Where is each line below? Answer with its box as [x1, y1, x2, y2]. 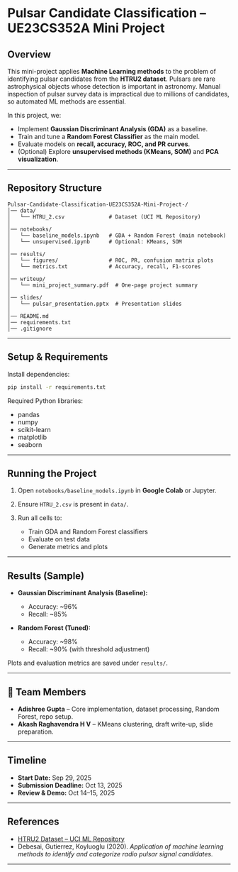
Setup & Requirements [7, 351, 108, 363]
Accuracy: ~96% [28, 602, 78, 611]
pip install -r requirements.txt [7, 383, 106, 391]
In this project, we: [7, 111, 62, 119]
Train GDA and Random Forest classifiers [28, 527, 149, 536]
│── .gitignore [7, 325, 52, 332]
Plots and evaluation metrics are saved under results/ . [7, 658, 169, 668]
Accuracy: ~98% [28, 637, 78, 646]
